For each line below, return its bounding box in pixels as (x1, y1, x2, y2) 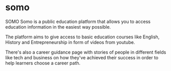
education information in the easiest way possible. (5, 23, 111, 30)
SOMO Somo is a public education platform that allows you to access (5, 18, 151, 25)
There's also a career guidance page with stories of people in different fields (5, 49, 166, 55)
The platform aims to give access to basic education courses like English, (5, 34, 160, 40)
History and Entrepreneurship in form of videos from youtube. (5, 39, 135, 45)
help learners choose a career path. (5, 60, 81, 66)
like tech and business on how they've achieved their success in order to (5, 54, 159, 60)
